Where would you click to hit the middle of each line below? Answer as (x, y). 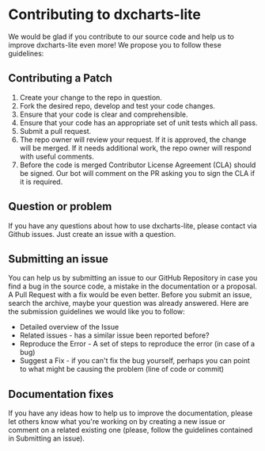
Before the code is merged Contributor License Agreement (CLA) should (138, 165)
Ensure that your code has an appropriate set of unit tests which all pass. (138, 122)
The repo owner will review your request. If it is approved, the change (133, 140)
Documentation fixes (61, 394)
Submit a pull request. (55, 131)
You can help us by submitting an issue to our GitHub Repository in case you (133, 278)
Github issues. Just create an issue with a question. (92, 234)
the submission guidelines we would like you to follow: (97, 311)
